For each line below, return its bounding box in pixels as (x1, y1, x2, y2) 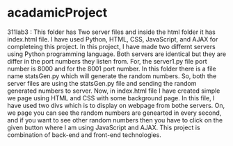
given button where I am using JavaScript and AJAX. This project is (7, 123, 200, 131)
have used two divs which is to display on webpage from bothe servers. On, (7, 101, 225, 109)
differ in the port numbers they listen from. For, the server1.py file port (7, 57, 207, 65)
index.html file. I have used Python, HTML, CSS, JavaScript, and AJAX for (7, 35, 218, 43)
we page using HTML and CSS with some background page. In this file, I (7, 93, 215, 102)
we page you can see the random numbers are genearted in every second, (7, 109, 222, 117)
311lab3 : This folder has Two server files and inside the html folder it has (7, 28, 216, 36)
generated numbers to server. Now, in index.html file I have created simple (7, 86, 220, 95)
